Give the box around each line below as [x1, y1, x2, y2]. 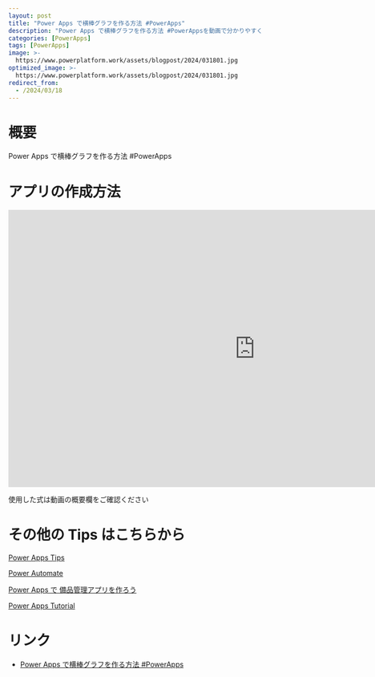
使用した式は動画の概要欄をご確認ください [8, 495, 149, 505]
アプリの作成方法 [8, 182, 122, 201]
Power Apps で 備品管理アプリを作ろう [8, 585, 137, 594]
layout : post [8, 11, 52, 20]
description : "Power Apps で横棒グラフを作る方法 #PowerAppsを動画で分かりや [8, 26, 251, 34]
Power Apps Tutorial [8, 601, 75, 610]
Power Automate [8, 569, 64, 578]
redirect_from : [8, 79, 59, 87]
